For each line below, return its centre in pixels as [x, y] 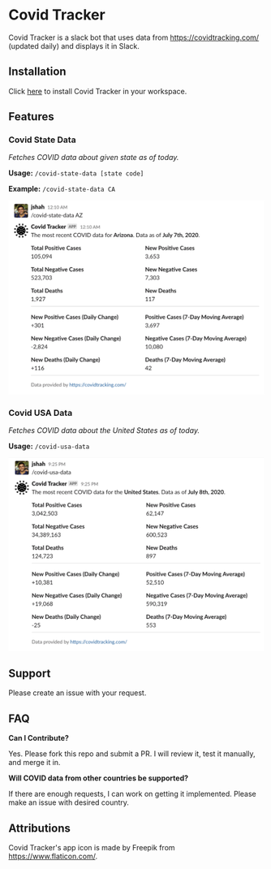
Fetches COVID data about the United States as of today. [104, 430]
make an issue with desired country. [69, 802]
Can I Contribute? [39, 738]
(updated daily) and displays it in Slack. [74, 45]
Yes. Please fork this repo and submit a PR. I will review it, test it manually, [132, 754]
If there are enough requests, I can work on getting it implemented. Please [133, 794]
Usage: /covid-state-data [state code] [76, 173]
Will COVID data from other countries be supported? [99, 778]
